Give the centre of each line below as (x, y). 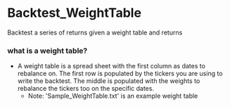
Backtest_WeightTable (75, 13)
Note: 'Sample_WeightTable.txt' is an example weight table (113, 96)
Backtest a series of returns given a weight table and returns (95, 32)
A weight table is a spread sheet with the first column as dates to (111, 66)
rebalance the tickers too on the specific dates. (86, 89)
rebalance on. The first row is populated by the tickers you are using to (120, 74)
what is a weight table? (47, 51)
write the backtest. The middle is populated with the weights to (109, 81)
